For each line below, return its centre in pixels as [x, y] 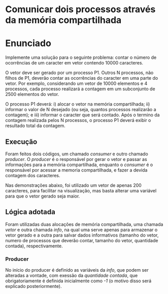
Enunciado [28, 43]
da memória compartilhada [63, 20]
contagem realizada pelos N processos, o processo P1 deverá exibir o [78, 120]
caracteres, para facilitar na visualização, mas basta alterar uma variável [81, 190]
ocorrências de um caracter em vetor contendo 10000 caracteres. [74, 63]
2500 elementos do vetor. [32, 94]
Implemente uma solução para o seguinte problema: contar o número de [81, 57]
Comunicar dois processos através [80, 9]
